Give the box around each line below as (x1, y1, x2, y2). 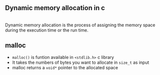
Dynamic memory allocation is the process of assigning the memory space (5, 22, 156, 28)
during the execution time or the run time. (5, 27, 89, 33)
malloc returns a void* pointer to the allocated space (12, 64, 119, 70)
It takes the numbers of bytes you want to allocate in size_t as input (12, 59, 150, 65)
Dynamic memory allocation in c (5, 4, 105, 12)
